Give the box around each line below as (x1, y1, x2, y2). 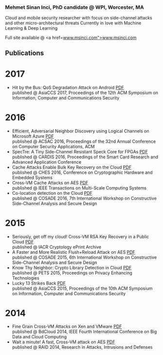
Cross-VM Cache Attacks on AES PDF (12, 180, 89, 186)
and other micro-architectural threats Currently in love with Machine (5, 20, 142, 26)
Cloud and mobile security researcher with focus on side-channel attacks (5, 15, 152, 21)
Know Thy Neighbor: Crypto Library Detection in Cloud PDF (12, 264, 132, 270)
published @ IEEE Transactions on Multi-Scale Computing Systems (12, 185, 147, 191)
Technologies (12, 275, 40, 281)
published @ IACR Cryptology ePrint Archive (12, 244, 101, 250)
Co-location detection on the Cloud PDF (12, 190, 92, 196)
